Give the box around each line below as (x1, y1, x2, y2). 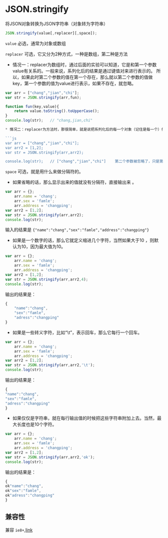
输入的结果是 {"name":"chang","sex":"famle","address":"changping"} (5, 226, 149, 233)
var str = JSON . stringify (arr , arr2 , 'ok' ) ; (5, 454, 95, 459)
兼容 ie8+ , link (5, 526, 33, 533)
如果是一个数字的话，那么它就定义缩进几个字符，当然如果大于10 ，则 (12, 237, 154, 243)
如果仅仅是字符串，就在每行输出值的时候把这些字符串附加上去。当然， (12, 415, 157, 421)
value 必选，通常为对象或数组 (5, 40, 66, 46)
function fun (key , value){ (5, 104, 59, 109)
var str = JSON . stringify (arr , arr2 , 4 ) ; (5, 276, 88, 282)
